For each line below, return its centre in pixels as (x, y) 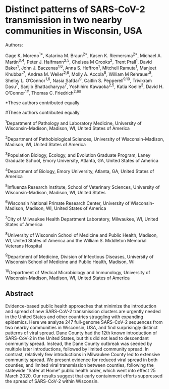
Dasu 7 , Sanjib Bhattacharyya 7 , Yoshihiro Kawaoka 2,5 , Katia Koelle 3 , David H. (84, 86)
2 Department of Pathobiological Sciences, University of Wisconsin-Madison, (85, 139)
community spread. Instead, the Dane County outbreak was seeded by (79, 343)
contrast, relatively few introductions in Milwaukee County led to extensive (83, 354)
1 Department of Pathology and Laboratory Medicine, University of (73, 122)
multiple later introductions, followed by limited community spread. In (77, 349)
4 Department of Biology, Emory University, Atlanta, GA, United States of (80, 170)
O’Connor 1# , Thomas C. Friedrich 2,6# (43, 92)
